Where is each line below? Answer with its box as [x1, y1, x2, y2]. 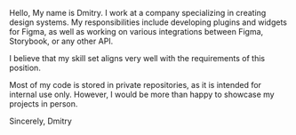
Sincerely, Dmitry [9, 115, 73, 126]
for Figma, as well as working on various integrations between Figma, [9, 27, 264, 36]
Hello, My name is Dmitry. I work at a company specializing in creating [9, 8, 267, 18]
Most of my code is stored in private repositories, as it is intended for [9, 80, 262, 90]
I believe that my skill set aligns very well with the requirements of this [9, 53, 265, 63]
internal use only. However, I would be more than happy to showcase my [9, 89, 275, 99]
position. [9, 62, 42, 73]
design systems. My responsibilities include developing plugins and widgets [9, 17, 287, 28]
